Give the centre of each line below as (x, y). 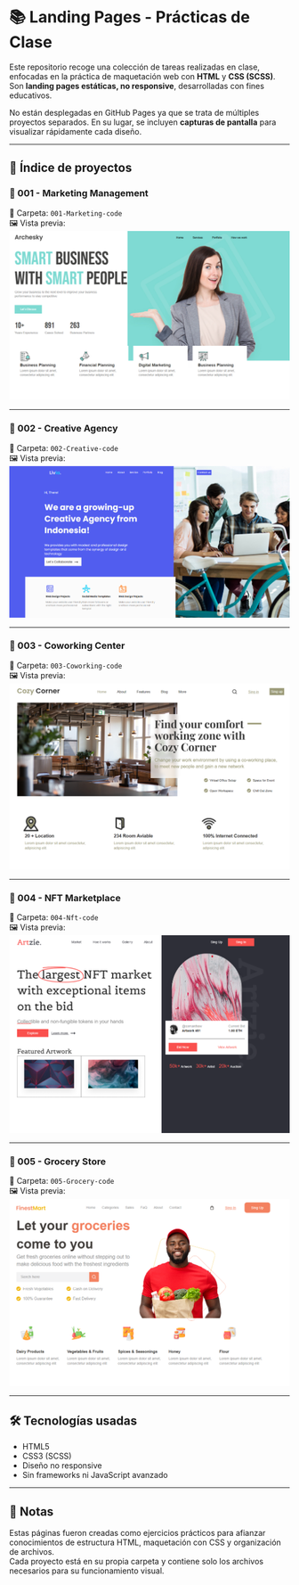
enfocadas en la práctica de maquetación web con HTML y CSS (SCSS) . (142, 76)
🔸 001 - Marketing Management (79, 193)
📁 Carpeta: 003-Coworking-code (66, 665)
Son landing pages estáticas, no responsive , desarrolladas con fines (137, 86)
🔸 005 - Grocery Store (58, 1162)
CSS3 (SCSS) (47, 1456)
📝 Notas (32, 1511)
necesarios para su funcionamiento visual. (87, 1571)
